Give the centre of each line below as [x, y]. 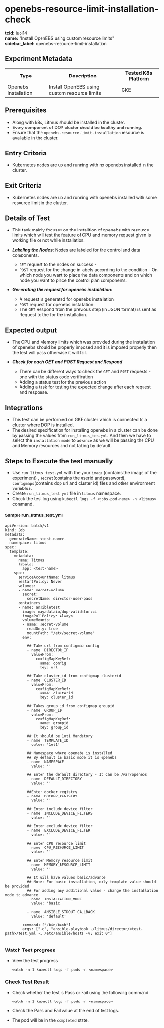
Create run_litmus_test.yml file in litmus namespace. [66, 493]
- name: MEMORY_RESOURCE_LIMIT [59, 865]
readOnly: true [42, 629]
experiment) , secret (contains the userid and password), [69, 478]
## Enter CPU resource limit [56, 843]
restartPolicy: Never [40, 581]
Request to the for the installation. [53, 315]
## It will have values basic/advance [66, 877]
